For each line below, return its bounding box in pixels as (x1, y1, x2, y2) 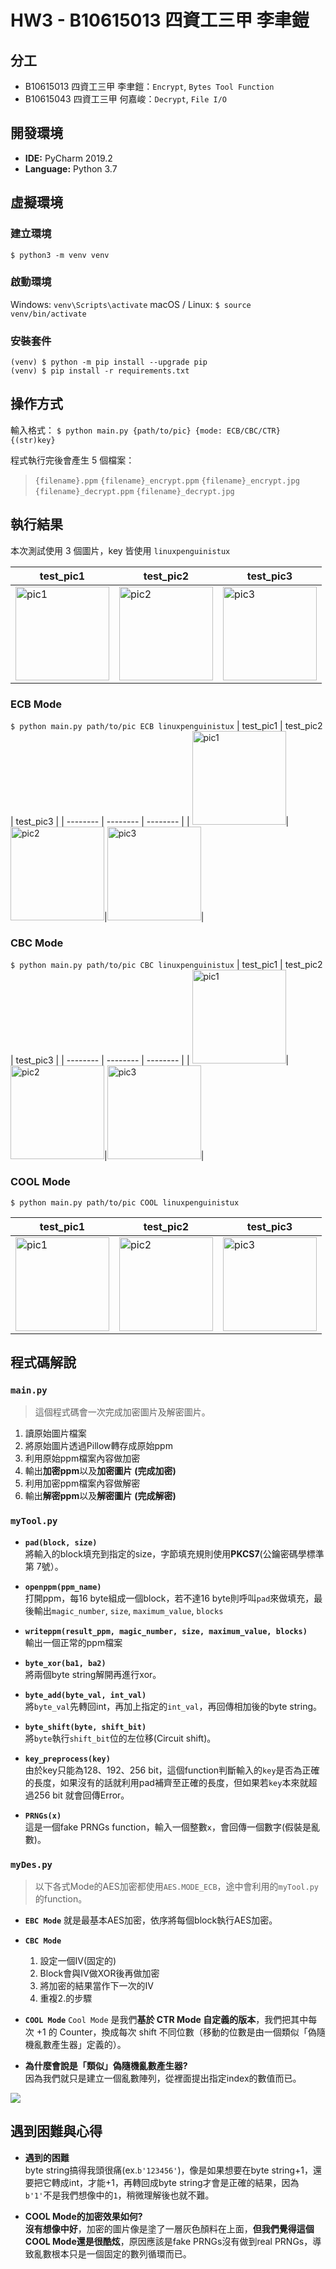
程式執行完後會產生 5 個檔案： (10, 454, 135, 466)
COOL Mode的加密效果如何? (24, 2210, 143, 2222)
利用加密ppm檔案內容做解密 (24, 1477, 141, 1490)
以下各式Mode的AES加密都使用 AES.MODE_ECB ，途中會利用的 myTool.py (34, 1880, 319, 1892)
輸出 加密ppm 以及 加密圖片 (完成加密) (24, 1465, 177, 1477)
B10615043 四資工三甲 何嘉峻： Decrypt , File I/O (24, 93, 227, 105)
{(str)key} (10, 435, 56, 445)
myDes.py (10, 1859, 53, 1870)
